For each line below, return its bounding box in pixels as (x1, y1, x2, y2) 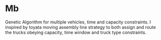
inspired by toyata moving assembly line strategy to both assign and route (5, 24, 156, 30)
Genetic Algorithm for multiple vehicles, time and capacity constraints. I (5, 19, 151, 25)
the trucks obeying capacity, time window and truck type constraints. (5, 29, 147, 35)
